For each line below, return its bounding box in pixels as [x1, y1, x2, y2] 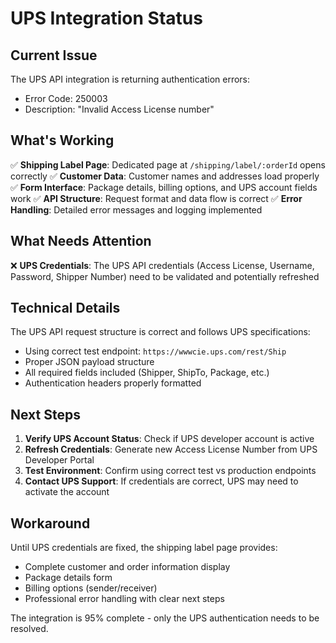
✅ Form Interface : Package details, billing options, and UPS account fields [10, 181, 318, 193]
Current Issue [10, 47, 98, 64]
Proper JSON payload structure [24, 356, 155, 368]
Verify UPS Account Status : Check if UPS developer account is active [24, 433, 315, 445]
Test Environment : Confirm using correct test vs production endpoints [24, 465, 317, 477]
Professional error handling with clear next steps [24, 593, 225, 605]
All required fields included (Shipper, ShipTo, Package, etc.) [24, 367, 270, 379]
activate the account [24, 486, 110, 498]
